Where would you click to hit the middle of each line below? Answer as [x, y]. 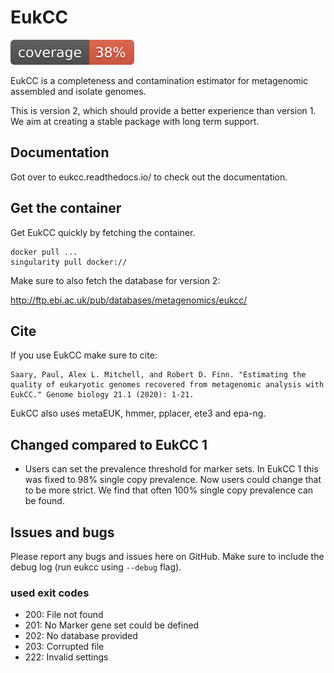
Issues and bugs [62, 532]
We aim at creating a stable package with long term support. [135, 121]
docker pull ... [44, 252]
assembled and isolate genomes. [78, 91]
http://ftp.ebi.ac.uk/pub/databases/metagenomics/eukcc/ [129, 300]
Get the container [66, 208]
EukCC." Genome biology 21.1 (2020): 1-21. [102, 395]
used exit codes [50, 593]
